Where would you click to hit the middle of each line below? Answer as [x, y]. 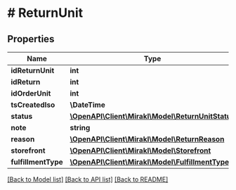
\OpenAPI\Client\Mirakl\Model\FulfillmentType [150, 162]
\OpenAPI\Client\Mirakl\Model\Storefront [140, 151]
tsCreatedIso [33, 105]
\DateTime [87, 105]
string [80, 128]
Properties [31, 39]
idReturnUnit [33, 70]
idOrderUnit [31, 93]
